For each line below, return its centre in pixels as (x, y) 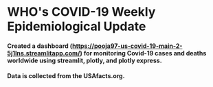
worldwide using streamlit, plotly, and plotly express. (85, 60)
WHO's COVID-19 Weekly (81, 12)
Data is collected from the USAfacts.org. (66, 76)
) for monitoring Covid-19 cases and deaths (143, 53)
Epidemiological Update (77, 26)
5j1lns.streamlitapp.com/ (44, 53)
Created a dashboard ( (40, 46)
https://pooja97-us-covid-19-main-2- (127, 46)
